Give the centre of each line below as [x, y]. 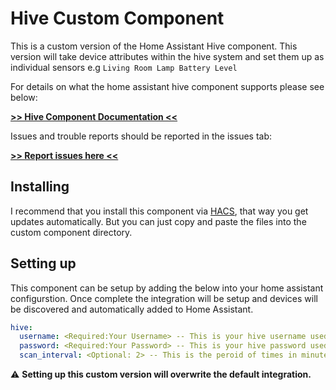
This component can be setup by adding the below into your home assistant [167, 288]
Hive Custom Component [117, 18]
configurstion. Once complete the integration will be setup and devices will [164, 298]
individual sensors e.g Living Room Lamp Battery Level [124, 67]
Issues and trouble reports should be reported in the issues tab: [141, 136]
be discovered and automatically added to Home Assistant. [132, 309]
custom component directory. [71, 232]
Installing [40, 187]
